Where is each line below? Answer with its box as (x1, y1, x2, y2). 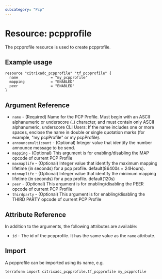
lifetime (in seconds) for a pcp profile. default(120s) (12, 176, 115, 182)
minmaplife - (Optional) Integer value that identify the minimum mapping (12, 171, 157, 177)
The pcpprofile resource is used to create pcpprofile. (5, 44, 111, 50)
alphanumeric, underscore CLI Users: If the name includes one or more (12, 124, 154, 130)
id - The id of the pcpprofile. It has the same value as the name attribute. (12, 233, 156, 238)
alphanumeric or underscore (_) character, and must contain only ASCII (12, 119, 154, 125)
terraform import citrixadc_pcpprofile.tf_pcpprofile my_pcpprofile (5, 269, 146, 274)
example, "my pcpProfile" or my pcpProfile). (12, 134, 100, 141)
